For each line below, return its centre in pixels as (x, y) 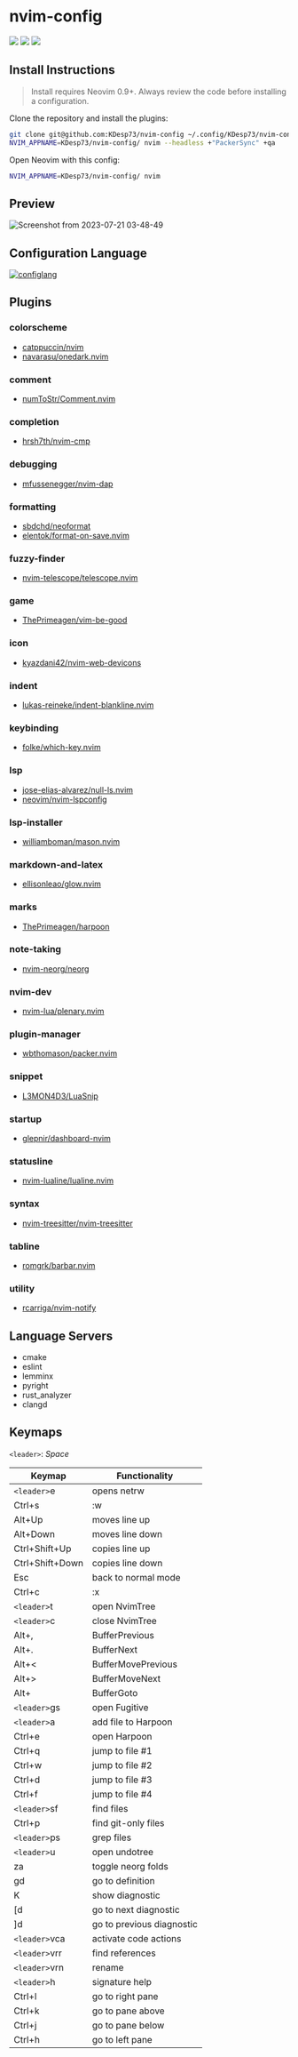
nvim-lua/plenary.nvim (63, 1012)
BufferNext (115, 1649)
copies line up (121, 1549)
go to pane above (129, 2011)
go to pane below (128, 2025)
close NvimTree (124, 1621)
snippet (26, 1077)
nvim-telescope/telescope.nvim (80, 578)
